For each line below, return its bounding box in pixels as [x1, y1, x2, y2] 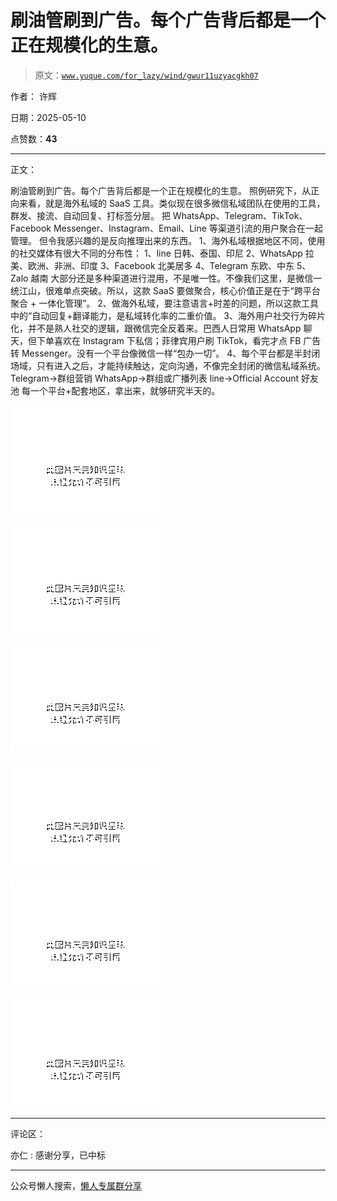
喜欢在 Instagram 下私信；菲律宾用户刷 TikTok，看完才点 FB [53, 334, 302, 346]
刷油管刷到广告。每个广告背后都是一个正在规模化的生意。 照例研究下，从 [10, 184, 311, 196]
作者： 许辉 [10, 90, 57, 102]
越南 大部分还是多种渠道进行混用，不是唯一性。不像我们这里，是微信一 [30, 272, 323, 284]
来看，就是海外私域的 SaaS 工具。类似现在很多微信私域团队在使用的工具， [18, 197, 326, 209]
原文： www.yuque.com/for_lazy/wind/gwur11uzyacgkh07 [34, 69, 259, 81]
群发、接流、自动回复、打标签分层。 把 [10, 209, 171, 221]
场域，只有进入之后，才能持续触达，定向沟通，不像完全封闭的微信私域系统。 [10, 359, 326, 371]
